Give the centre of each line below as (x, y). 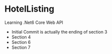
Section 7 (21, 47)
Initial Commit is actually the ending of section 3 (59, 32)
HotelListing (29, 9)
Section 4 (21, 37)
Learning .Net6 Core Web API (34, 22)
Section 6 (21, 42)
